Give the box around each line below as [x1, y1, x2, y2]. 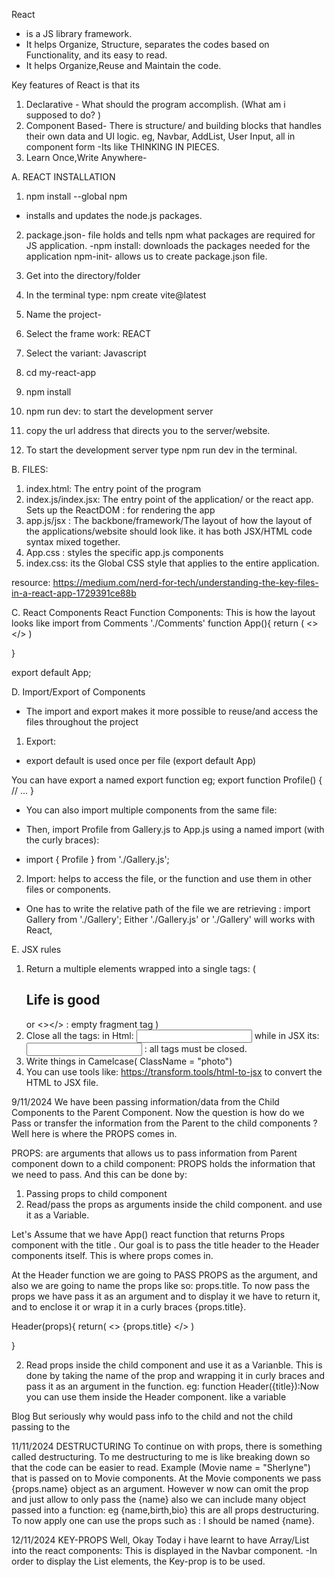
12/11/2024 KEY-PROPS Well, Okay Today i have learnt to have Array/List [11, 1534, 310, 1546]
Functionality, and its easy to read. [25, 49, 168, 61]
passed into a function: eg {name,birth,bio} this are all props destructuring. [11, 1504, 320, 1516]
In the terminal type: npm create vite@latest [25, 289, 207, 301]
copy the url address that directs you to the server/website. [25, 425, 271, 436]
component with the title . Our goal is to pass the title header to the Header [11, 1239, 320, 1251]
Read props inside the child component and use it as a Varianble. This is [25, 1359, 323, 1371]
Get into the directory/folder [25, 270, 141, 281]
